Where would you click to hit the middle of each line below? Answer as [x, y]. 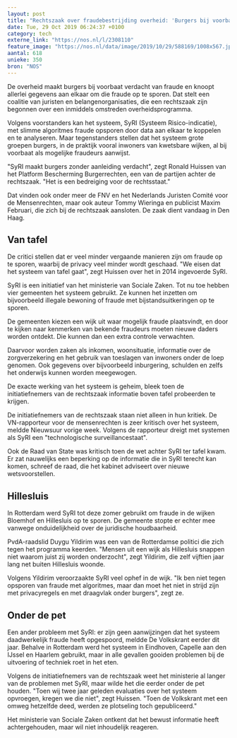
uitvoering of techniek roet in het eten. [63, 662]
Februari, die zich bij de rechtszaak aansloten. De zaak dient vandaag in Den [119, 210]
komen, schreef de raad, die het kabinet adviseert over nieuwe [98, 466]
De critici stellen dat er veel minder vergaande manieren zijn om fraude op [115, 257]
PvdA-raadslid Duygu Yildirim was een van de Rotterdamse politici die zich [116, 542]
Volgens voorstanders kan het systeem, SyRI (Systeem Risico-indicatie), [112, 123]
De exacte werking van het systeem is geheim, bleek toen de [96, 386]
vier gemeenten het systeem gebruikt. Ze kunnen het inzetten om [102, 293]
